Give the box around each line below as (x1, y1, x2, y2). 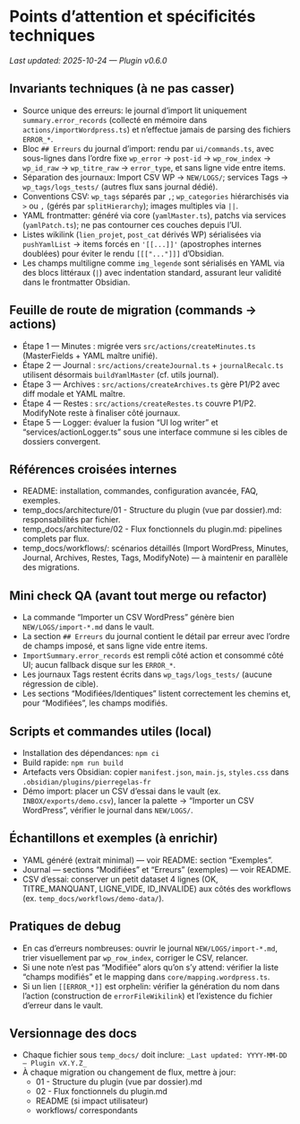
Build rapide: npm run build (21, 757, 124, 768)
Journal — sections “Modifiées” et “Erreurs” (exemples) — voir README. (21, 864, 292, 874)
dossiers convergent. (21, 435, 101, 446)
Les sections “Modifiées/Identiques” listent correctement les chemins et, (21, 689, 291, 699)
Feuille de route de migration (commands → (9, 303, 257, 318)
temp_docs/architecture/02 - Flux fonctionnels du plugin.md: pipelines (21, 523, 283, 535)
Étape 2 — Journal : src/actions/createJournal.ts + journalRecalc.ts (21, 359, 284, 370)
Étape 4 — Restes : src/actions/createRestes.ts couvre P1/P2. (21, 398, 257, 408)
